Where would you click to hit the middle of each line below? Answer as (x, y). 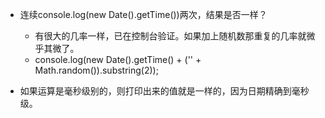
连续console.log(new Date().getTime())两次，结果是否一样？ (143, 14)
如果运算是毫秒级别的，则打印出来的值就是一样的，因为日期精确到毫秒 (164, 91)
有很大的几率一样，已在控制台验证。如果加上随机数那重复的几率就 (170, 36)
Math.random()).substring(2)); (96, 70)
